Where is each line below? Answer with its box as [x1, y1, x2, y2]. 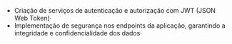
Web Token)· [14, 14, 52, 23]
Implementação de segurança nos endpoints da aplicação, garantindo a [14, 21, 226, 30]
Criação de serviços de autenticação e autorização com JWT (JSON [14, 6, 216, 15]
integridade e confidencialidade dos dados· [14, 29, 143, 38]
